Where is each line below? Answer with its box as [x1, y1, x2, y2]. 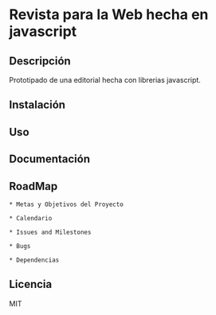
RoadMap [9, 179, 58, 192]
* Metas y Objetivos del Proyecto [9, 200, 124, 208]
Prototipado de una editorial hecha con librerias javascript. [9, 76, 202, 84]
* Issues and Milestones [9, 228, 92, 236]
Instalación [9, 98, 66, 112]
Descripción [9, 54, 71, 68]
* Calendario [9, 214, 53, 222]
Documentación [9, 153, 91, 166]
